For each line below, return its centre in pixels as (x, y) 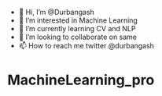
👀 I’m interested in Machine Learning (78, 20)
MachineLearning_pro (81, 80)
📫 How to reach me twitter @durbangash (87, 46)
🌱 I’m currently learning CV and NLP (77, 28)
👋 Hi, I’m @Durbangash (57, 12)
